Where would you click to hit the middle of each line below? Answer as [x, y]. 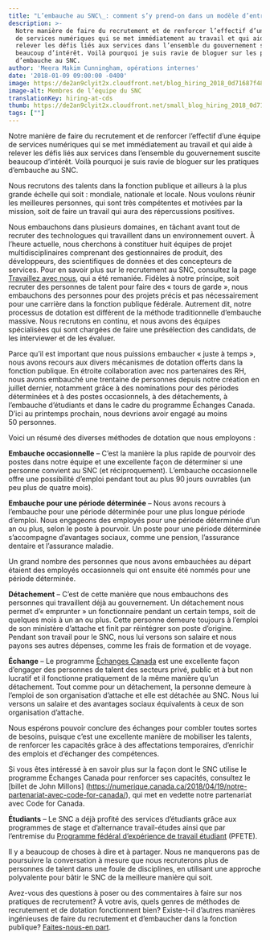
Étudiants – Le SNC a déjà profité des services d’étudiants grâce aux [123, 819]
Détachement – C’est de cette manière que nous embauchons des [119, 594]
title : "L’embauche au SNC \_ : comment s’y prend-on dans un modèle [124, 16]
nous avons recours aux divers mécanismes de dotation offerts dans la [126, 362]
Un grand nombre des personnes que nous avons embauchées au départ [130, 561]
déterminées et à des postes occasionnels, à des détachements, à [118, 396]
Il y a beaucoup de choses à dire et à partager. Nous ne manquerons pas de [134, 851]
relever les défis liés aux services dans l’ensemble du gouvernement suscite [135, 153]
